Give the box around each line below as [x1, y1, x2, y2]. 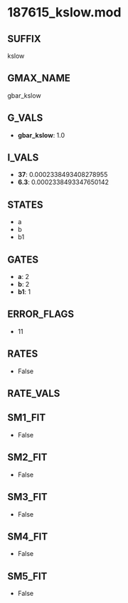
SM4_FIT [7, 530, 48, 542]
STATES [7, 198, 44, 211]
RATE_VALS [7, 387, 60, 400]
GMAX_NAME [7, 72, 71, 84]
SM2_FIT [7, 451, 48, 464]
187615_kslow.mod [7, 4, 122, 21]
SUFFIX [7, 33, 41, 45]
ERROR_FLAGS [7, 308, 75, 320]
